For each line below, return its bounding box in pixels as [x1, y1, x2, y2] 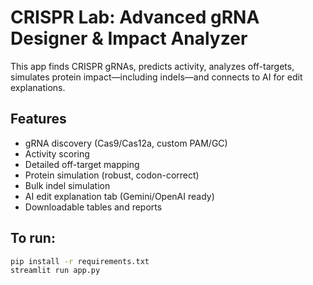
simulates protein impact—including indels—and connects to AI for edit [10, 71, 303, 83]
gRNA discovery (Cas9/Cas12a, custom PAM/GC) [24, 137, 228, 149]
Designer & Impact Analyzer [10, 27, 248, 50]
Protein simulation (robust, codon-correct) [24, 169, 200, 181]
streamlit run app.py [10, 266, 101, 276]
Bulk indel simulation [24, 179, 111, 191]
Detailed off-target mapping [24, 158, 140, 170]
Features [10, 111, 67, 128]
